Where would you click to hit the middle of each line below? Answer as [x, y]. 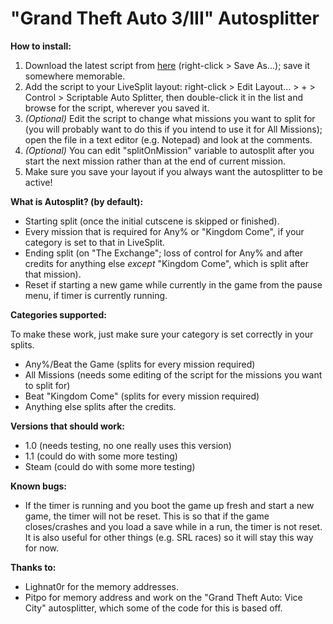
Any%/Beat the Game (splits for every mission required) [140, 364]
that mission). [53, 274]
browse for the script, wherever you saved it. [117, 108]
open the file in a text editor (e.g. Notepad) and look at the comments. [168, 139]
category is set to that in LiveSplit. [95, 242]
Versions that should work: [67, 426]
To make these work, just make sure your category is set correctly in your [162, 334]
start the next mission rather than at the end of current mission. [155, 161]
